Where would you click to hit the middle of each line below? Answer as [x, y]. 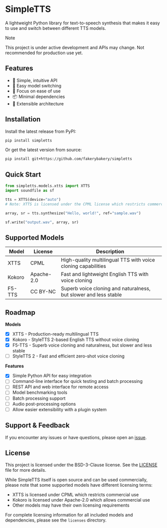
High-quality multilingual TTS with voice [108, 260]
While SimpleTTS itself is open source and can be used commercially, [77, 480]
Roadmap [20, 312]
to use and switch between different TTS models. [56, 28]
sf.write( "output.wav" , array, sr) [42, 222]
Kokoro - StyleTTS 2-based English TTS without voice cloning [76, 340]
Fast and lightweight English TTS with [105, 274]
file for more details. [26, 470]
